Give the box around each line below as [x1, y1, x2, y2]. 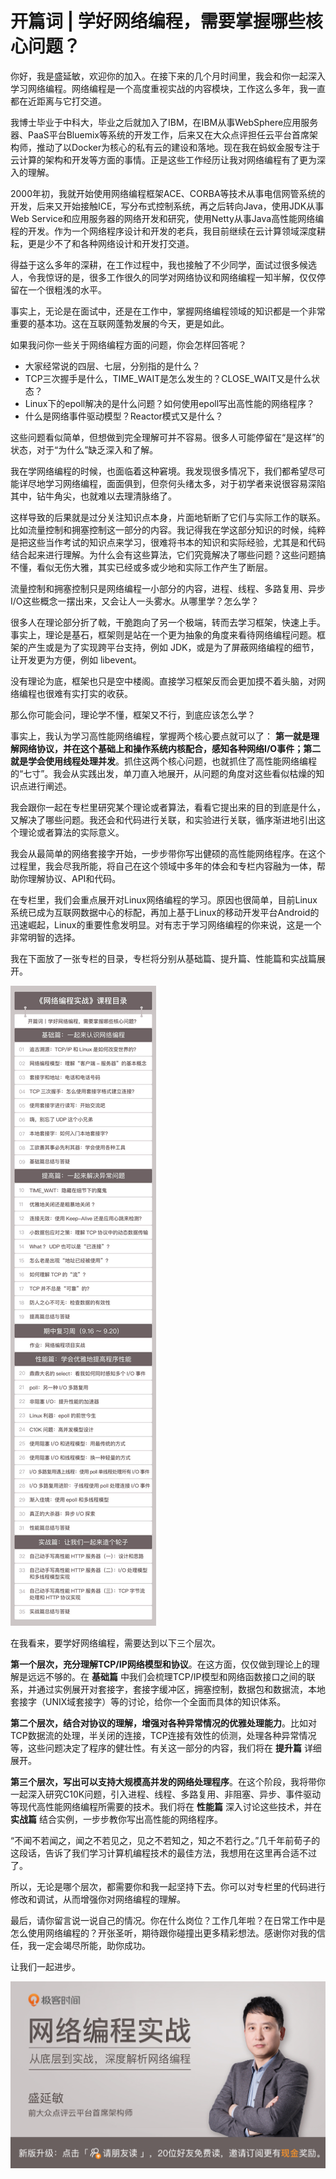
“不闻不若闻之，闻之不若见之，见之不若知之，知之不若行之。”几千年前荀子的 [10, 1834, 321, 1846]
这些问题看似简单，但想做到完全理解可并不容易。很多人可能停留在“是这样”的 [10, 431, 325, 443]
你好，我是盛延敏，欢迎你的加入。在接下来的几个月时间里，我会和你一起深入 [10, 70, 326, 82]
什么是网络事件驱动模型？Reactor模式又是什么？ [24, 410, 224, 422]
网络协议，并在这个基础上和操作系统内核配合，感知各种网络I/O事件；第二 [18, 742, 322, 754]
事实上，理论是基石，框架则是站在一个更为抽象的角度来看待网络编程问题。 [10, 628, 317, 641]
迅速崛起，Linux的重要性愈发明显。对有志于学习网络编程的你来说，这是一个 [10, 918, 322, 931]
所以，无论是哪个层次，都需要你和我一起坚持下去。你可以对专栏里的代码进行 [10, 1880, 326, 1892]
